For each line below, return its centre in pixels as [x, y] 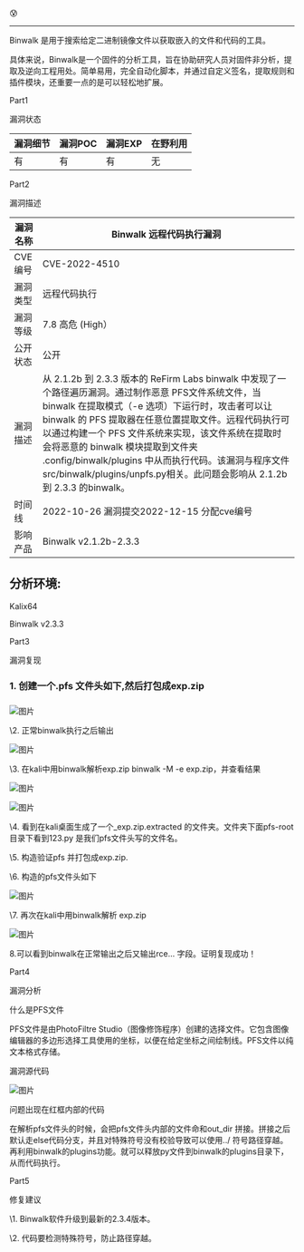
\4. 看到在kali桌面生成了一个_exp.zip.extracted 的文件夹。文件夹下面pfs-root [152, 826]
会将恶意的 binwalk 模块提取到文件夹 [120, 446]
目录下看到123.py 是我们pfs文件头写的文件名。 [96, 838]
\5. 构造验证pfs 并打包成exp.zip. [69, 857]
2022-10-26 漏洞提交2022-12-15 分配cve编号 [147, 511]
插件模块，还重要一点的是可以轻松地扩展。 [89, 82]
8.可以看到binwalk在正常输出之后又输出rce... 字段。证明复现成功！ [133, 953]
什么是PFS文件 [37, 1009]
